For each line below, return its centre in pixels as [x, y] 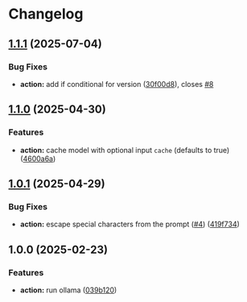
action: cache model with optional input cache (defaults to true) [125, 150]
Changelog [46, 14]
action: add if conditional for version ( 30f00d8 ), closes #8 [117, 84]
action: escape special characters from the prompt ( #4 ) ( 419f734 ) [130, 224]
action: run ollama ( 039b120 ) [68, 290]
